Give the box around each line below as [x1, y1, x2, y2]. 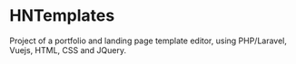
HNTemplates [9, 5, 115, 26]
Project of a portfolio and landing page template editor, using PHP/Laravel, [9, 35, 288, 46]
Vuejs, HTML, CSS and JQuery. [9, 44, 127, 55]
